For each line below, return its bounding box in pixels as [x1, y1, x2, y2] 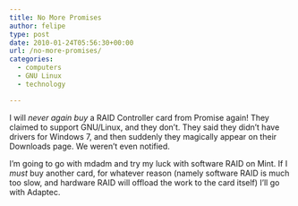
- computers [17, 64, 63, 73]
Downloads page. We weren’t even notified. [9, 141, 170, 151]
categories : [9, 55, 54, 64]
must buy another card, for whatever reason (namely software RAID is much [9, 167, 290, 178]
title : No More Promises [9, 13, 102, 22]
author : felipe [9, 21, 66, 30]
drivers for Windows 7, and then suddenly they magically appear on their [9, 131, 277, 142]
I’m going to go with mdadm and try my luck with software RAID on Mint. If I [9, 158, 288, 168]
